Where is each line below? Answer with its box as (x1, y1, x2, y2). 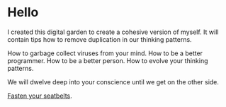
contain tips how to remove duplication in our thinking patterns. (7, 35, 193, 43)
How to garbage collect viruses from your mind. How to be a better (7, 49, 203, 57)
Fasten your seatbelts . (7, 91, 72, 100)
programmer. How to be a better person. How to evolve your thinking (7, 56, 208, 64)
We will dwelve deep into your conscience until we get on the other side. (7, 77, 220, 86)
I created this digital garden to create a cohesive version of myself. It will (7, 28, 219, 36)
